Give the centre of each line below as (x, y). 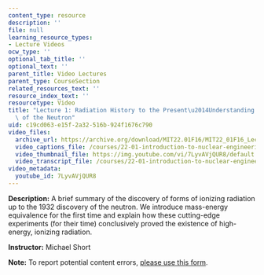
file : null (26, 30)
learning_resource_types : (50, 37)
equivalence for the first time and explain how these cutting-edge (114, 215)
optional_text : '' (38, 67)
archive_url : (37, 139)
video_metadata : (35, 169)
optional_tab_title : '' (47, 60)
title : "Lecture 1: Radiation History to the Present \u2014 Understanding (132, 111)
